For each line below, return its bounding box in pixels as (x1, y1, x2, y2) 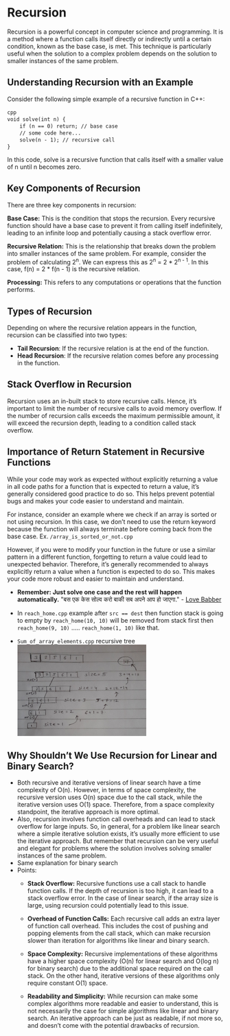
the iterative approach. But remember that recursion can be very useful (16, 836, 218, 845)
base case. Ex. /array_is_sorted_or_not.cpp (7, 532, 133, 540)
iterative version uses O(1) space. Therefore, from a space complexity (16, 800, 215, 808)
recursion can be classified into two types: (7, 331, 128, 339)
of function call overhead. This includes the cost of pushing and (27, 921, 209, 930)
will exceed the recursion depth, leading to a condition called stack (7, 419, 196, 427)
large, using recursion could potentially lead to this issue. (27, 901, 189, 909)
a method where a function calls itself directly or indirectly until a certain (7, 34, 211, 43)
